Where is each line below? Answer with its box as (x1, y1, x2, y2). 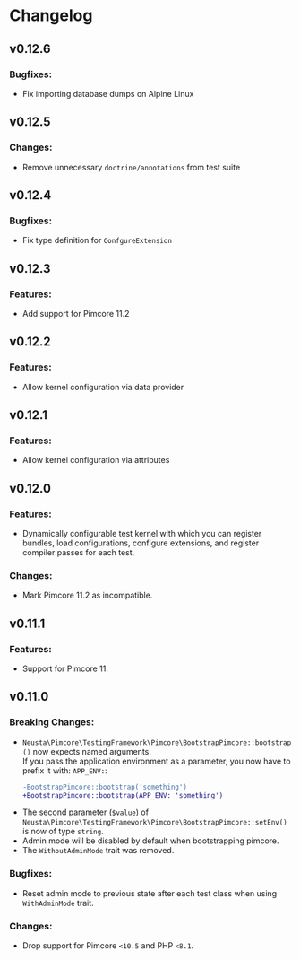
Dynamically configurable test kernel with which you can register (21, 528, 262, 538)
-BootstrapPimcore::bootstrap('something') (21, 782, 188, 791)
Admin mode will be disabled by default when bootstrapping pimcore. (21, 835, 279, 846)
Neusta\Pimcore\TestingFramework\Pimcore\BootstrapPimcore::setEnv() (21, 818, 288, 827)
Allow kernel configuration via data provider (21, 381, 184, 392)
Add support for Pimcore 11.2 (21, 308, 130, 319)
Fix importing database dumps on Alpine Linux (21, 88, 194, 99)
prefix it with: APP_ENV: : (21, 764, 107, 776)
